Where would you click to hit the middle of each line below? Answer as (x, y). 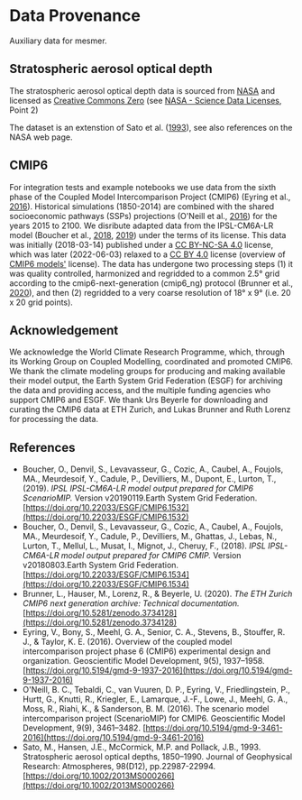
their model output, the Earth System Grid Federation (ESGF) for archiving (146, 381)
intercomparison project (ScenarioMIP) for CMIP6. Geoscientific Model (154, 719)
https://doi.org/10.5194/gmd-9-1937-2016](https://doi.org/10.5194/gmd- (159, 671)
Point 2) (24, 110)
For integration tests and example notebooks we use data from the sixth (143, 187)
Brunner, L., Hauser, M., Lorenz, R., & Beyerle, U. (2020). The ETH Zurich (157, 594)
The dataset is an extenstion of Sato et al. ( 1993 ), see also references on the (151, 127)
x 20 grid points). (41, 302)
